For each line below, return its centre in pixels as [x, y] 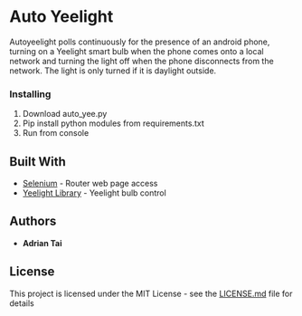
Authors [33, 221]
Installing [30, 94]
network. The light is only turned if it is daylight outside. [113, 71]
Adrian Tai [42, 243]
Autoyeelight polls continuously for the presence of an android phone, [140, 42]
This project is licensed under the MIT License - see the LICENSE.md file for [151, 293]
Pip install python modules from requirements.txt [113, 123]
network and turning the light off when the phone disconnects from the [142, 61]
